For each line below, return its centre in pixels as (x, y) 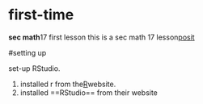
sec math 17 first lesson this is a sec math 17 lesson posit (102, 37)
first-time (41, 15)
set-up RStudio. (34, 68)
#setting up (27, 52)
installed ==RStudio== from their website (89, 92)
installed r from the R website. (68, 84)
